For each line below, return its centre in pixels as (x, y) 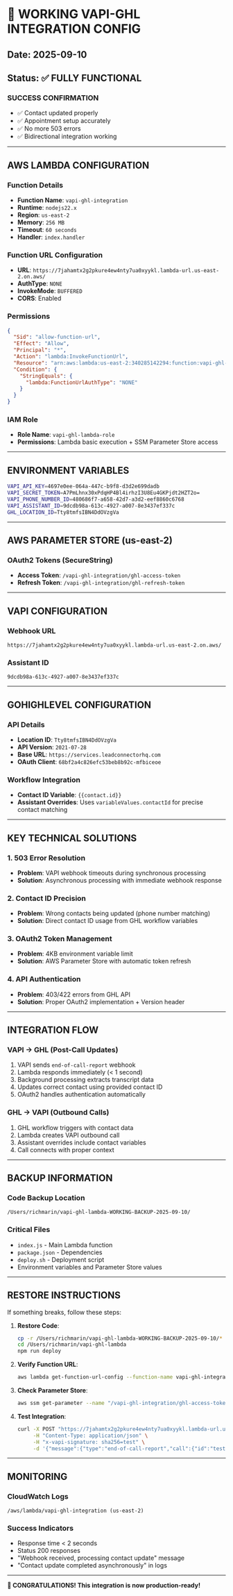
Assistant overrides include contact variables (82, 1142)
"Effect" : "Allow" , (42, 344)
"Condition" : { (35, 369)
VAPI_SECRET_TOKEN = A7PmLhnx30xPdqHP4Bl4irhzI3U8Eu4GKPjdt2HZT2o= (103, 493)
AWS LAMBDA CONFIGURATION (78, 165)
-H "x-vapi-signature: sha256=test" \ (89, 1442)
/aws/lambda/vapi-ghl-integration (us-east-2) (76, 1511)
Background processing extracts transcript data (85, 1080)
